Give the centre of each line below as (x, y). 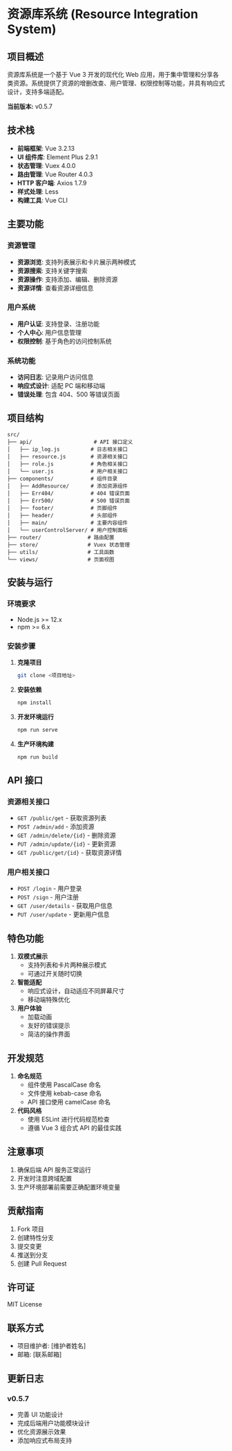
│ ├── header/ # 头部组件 (62, 515)
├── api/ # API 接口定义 (70, 442)
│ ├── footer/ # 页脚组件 (62, 508)
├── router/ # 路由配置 (61, 537)
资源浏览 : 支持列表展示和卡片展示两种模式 (76, 262)
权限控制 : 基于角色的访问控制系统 (64, 341)
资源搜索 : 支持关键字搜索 (52, 270)
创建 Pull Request (42, 1264)
